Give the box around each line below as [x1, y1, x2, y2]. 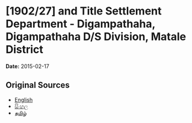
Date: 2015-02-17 [5, 62, 49, 70]
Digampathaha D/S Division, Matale [5, 30, 187, 43]
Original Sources [5, 80, 70, 90]
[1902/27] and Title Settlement [5, 4, 162, 18]
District [5, 43, 43, 57]
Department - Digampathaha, [5, 17, 156, 31]
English [14, 96, 33, 103]
